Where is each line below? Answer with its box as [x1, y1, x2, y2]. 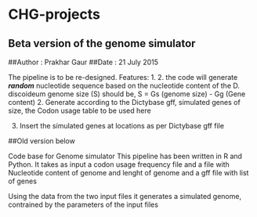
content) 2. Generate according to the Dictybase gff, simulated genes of [8, 98, 241, 107]
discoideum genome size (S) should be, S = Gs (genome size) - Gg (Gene [8, 89, 246, 99]
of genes [8, 176, 38, 186]
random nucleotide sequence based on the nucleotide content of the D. [8, 81, 241, 90]
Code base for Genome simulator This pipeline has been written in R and [8, 151, 243, 161]
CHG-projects [8, 5, 100, 24]
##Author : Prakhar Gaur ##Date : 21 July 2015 [8, 57, 159, 67]
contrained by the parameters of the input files [8, 200, 159, 209]
